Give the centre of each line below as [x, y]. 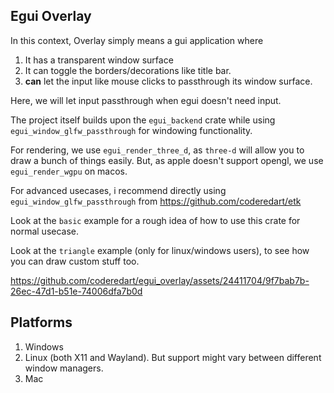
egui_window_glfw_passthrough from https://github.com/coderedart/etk [156, 201]
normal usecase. [45, 231]
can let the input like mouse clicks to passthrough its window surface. [168, 81]
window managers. [64, 368]
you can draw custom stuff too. [75, 261]
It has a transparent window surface [99, 60]
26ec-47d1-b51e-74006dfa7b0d [76, 291]
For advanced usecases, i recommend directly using [118, 190]
